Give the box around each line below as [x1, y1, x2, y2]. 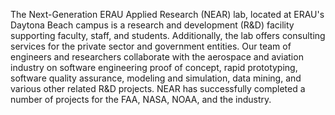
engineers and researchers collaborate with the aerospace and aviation [10, 51, 304, 63]
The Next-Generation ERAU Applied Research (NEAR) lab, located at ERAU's [10, 9, 325, 20]
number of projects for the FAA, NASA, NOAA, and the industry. [10, 94, 272, 105]
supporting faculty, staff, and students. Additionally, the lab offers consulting [10, 30, 326, 41]
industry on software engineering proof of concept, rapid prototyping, [10, 62, 298, 73]
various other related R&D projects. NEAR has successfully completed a [10, 83, 306, 94]
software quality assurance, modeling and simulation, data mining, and [10, 72, 302, 84]
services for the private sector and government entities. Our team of [10, 40, 292, 52]
